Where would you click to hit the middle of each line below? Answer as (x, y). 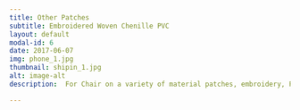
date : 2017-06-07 (42, 51)
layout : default (39, 34)
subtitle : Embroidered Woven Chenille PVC (89, 26)
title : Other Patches (50, 17)
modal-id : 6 (31, 42)
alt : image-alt (37, 76)
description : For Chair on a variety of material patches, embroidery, (147, 84)
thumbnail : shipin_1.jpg (55, 68)
